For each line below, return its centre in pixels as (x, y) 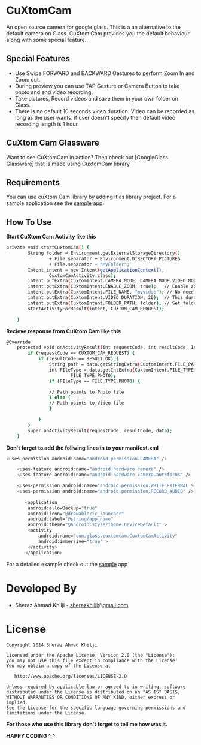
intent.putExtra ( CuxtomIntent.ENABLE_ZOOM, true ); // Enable (108, 286)
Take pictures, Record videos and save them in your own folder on (96, 98)
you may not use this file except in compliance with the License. (92, 661)
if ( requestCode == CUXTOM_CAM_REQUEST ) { (81, 353)
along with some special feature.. (47, 40)
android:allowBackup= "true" (63, 508)
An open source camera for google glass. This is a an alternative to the (94, 27)
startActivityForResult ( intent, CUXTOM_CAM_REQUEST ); (96, 309)
